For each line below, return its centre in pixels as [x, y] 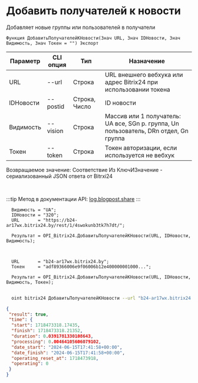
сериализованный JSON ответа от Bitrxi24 [60, 176]
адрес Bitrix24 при [131, 82]
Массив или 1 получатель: [143, 116]
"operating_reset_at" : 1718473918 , [55, 358]
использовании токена [138, 89]
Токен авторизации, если [141, 148]
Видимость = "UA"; [34, 210]
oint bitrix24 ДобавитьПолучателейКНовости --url [73, 298]
